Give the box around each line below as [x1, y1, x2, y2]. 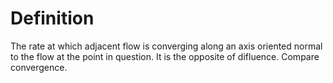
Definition [10, 7, 95, 30]
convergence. [10, 61, 68, 73]
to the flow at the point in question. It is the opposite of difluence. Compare [10, 50, 320, 62]
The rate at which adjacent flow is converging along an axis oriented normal [10, 40, 323, 52]
